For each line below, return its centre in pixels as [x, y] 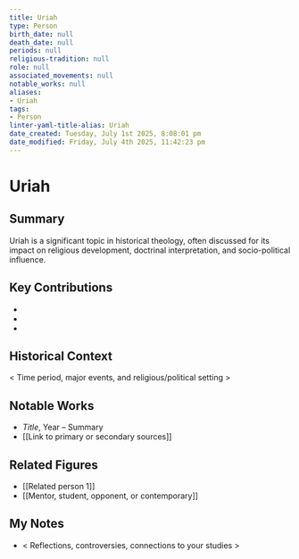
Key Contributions [61, 288]
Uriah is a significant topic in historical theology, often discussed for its [140, 240]
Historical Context [61, 356]
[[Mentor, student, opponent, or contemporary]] [110, 496]
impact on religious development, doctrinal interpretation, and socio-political [150, 250]
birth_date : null [42, 34]
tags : [19, 109]
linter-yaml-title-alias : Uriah [69, 126]
